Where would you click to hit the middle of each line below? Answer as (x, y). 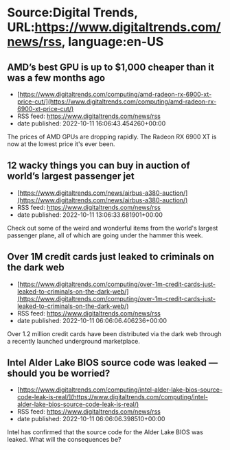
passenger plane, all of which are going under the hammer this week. (105, 235)
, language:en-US (113, 42)
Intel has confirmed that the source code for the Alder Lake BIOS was (105, 432)
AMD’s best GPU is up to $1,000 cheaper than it (111, 67)
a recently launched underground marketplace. (74, 341)
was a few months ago (56, 78)
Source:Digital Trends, (72, 13)
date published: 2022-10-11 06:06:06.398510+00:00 (91, 419)
